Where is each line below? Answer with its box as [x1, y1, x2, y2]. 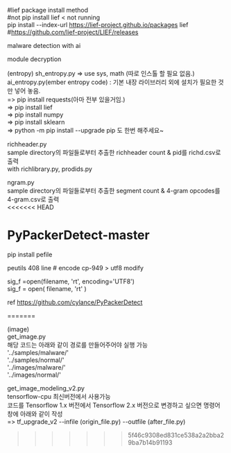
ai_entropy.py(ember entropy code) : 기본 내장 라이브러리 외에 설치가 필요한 [7, 78, 217, 86]
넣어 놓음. [14, 87, 41, 94]
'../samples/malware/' [7, 348, 69, 356]
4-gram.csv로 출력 [7, 195, 60, 204]
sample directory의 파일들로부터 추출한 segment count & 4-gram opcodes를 [7, 187, 221, 195]
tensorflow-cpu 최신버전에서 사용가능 [7, 392, 111, 400]
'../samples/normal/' [7, 356, 65, 364]
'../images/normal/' [7, 370, 61, 379]
